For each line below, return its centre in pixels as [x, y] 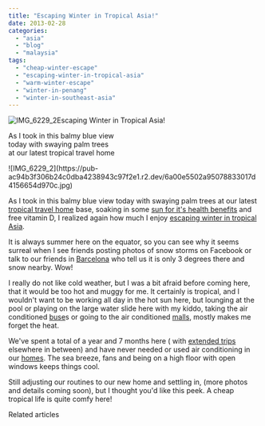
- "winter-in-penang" [51, 90]
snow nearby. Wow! [41, 267]
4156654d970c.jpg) [41, 186]
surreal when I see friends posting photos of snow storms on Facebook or [130, 251]
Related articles [34, 415]
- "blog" [30, 46]
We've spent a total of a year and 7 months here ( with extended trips [122, 341]
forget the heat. [34, 326]
